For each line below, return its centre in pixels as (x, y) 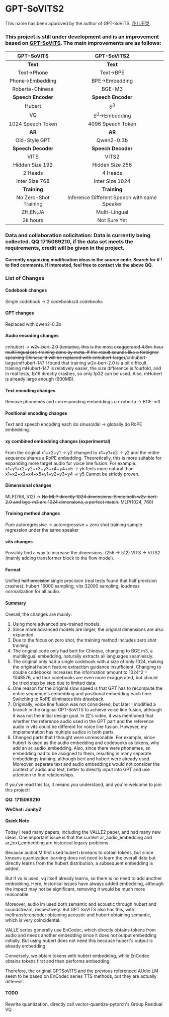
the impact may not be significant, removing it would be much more (75, 889)
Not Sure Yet (112, 220)
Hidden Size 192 (33, 165)
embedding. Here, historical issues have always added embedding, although (84, 884)
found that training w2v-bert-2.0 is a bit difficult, (98, 362)
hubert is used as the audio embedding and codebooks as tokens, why (86, 743)
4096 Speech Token (112, 124)
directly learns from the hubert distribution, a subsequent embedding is (79, 863)
